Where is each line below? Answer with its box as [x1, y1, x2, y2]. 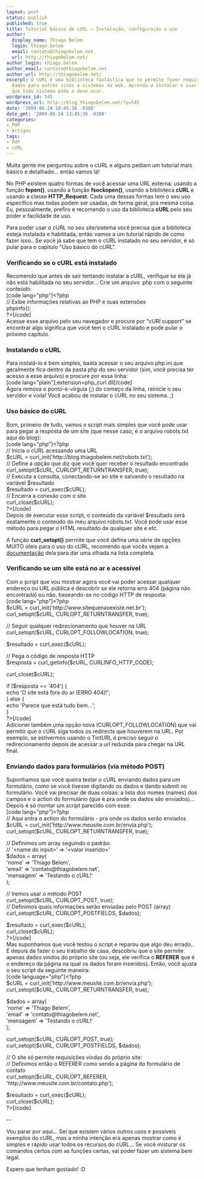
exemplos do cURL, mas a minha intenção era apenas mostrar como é [6, 1135, 182, 1142]
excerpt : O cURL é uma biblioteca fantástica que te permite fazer [6, 77, 181, 83]
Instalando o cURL [6, 345, 61, 354]
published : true [6, 20, 47, 26]
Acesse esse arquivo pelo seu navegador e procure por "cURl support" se [6, 317, 192, 324]
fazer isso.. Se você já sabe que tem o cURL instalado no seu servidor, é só [6, 237, 195, 244]
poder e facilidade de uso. [6, 212, 72, 219]
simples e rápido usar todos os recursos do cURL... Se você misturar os [6, 1141, 186, 1148]
